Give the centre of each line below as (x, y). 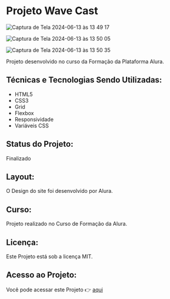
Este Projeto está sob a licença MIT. (49, 257)
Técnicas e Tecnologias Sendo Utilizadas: (84, 80)
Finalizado (19, 158)
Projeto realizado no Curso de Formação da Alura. (67, 224)
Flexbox (24, 113)
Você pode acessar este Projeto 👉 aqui (54, 290)
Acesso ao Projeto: (41, 275)
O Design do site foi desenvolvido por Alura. (59, 191)
